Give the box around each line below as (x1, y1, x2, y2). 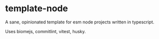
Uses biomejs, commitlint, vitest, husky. (5, 28, 86, 34)
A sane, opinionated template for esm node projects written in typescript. (5, 19, 155, 25)
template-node (5, 3, 68, 14)
